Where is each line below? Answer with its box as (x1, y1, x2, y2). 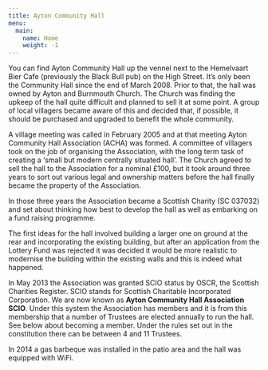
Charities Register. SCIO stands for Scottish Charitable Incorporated (8, 287, 231, 296)
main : (15, 26, 34, 34)
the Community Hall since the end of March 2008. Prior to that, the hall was (8, 81, 257, 90)
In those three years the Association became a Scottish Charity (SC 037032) (8, 197, 260, 206)
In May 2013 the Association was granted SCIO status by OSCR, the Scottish (8, 278, 259, 288)
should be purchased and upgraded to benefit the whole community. (8, 114, 235, 124)
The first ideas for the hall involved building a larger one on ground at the (8, 229, 249, 238)
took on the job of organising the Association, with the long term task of (8, 147, 244, 157)
